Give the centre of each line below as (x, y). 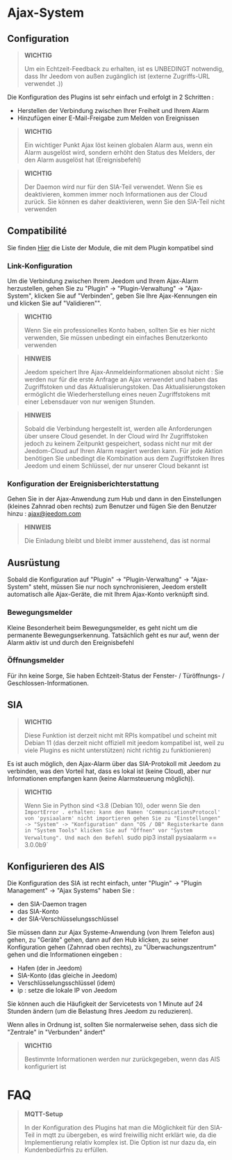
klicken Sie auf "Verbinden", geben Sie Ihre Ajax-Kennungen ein (126, 296)
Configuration (38, 39)
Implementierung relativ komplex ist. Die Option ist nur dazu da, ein (120, 1143)
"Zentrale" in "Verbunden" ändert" (57, 1032)
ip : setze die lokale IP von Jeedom (67, 991)
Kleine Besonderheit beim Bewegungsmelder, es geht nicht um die (102, 627)
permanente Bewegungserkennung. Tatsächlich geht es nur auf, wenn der (113, 635)
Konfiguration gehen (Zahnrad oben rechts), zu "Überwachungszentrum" (112, 947)
